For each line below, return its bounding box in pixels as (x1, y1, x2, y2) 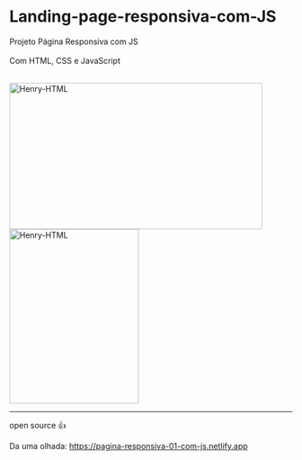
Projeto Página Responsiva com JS (9, 36, 139, 47)
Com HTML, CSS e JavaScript (9, 55, 121, 66)
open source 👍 (9, 419, 67, 430)
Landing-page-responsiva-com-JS (9, 6, 277, 27)
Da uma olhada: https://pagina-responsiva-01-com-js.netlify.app (9, 440, 249, 451)
